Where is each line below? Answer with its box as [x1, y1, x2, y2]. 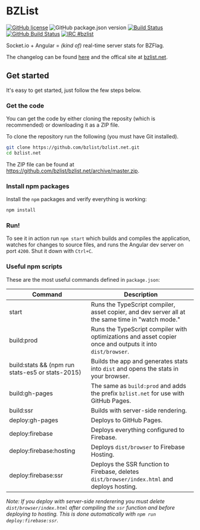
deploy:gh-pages [9, 416, 58, 424]
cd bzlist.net [6, 150, 42, 156]
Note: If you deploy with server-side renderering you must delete [6, 497, 165, 505]
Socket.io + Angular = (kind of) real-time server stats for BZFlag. [6, 42, 165, 49]
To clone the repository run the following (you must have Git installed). [6, 133, 179, 140]
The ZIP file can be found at [6, 161, 74, 168]
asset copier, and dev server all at [90, 307, 186, 316]
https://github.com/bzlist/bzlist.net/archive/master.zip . [6, 167, 140, 174]
